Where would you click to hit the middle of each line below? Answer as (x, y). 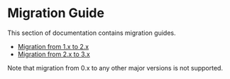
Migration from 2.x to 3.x (54, 54)
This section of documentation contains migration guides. (92, 33)
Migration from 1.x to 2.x (53, 46)
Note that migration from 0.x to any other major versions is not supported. (115, 68)
